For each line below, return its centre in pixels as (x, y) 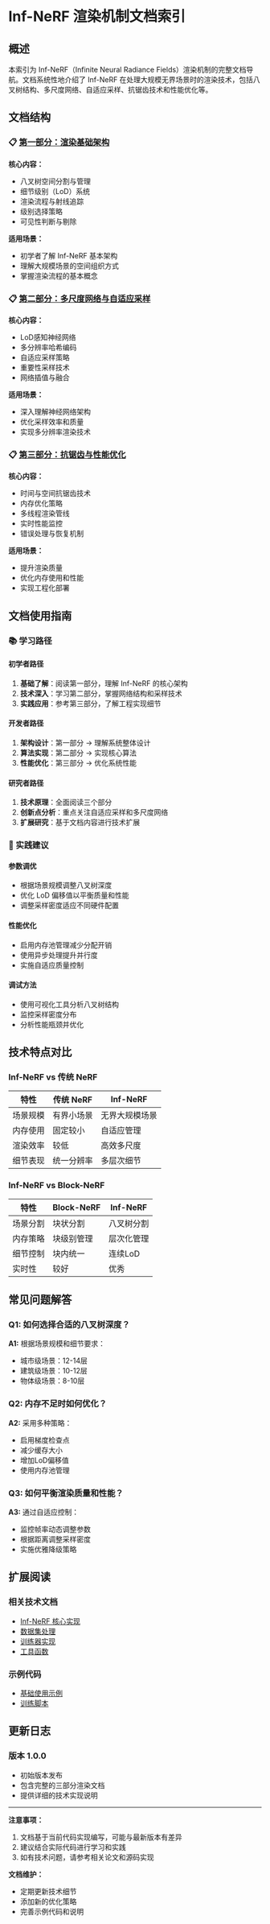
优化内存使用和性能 (52, 578)
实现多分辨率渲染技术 (55, 431)
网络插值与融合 (45, 377)
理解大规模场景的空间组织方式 (69, 266)
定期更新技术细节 (48, 1891)
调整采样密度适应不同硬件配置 (69, 906)
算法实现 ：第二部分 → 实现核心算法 (78, 753)
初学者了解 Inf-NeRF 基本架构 (69, 255)
